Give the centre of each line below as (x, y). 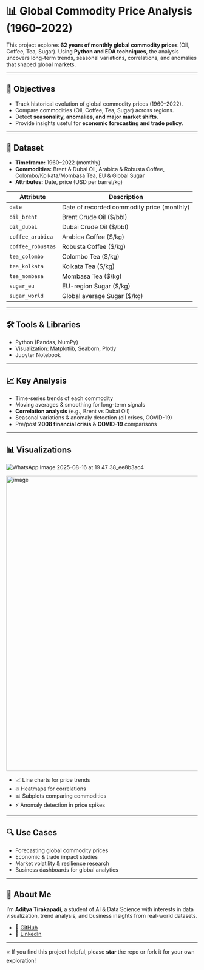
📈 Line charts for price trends (53, 780)
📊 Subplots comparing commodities (61, 796)
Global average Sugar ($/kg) (103, 296)
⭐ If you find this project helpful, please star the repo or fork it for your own (101, 951)
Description (126, 197)
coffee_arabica (31, 236)
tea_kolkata (27, 266)
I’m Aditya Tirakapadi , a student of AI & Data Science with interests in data (100, 909)
